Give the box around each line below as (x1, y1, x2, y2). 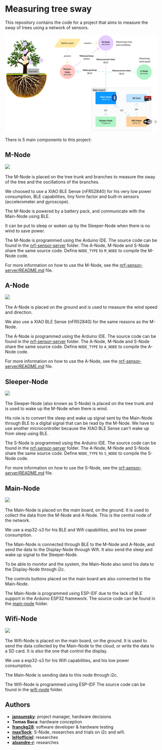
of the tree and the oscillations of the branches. (5, 179, 100, 185)
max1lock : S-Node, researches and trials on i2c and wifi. (12, 729, 126, 735)
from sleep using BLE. (5, 431, 49, 436)
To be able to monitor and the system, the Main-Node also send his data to (5, 561, 154, 567)
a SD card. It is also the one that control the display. (5, 648, 108, 654)
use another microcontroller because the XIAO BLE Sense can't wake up (5, 425, 149, 431)
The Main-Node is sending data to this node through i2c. (5, 672, 118, 678)
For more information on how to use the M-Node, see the (5, 262, 119, 268)
